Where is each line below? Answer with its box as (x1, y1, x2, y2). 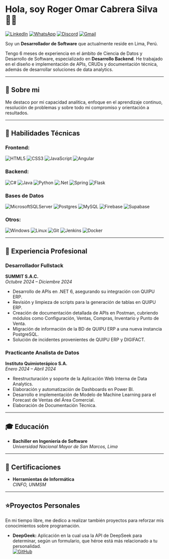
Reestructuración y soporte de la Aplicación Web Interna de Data (12, 376, 147, 382)
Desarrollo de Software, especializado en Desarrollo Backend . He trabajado (5, 55, 163, 61)
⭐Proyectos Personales (5, 502, 80, 510)
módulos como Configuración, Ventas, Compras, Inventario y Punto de (12, 315, 159, 322)
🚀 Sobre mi (5, 86, 40, 94)
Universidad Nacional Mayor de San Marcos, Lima (12, 444, 118, 450)
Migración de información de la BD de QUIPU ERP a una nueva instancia (12, 326, 162, 332)
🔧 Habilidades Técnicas (5, 129, 80, 138)
